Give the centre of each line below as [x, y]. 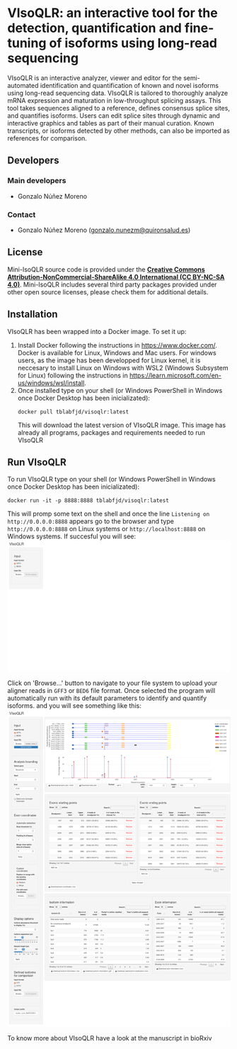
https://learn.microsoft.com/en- [175, 375]
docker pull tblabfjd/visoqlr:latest [73, 412]
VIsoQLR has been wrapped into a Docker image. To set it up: [97, 331]
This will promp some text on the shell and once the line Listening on [109, 514]
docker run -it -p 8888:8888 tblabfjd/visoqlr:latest [88, 501]
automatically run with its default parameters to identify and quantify [107, 698]
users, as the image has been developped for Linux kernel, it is [109, 360]
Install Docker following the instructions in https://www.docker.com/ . [117, 345]
